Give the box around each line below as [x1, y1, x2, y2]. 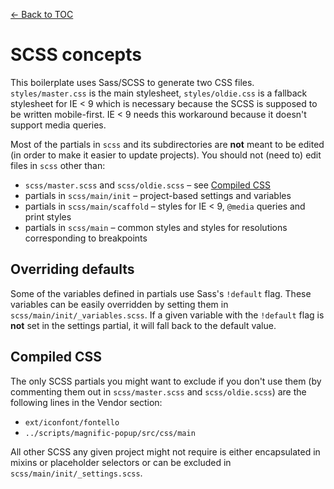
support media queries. [10, 119, 107, 131]
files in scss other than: [10, 159, 106, 171]
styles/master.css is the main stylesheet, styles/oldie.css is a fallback [10, 87, 308, 99]
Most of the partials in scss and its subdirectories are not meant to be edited [10, 138, 325, 150]
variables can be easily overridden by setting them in [10, 298, 229, 310]
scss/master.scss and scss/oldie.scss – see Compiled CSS [24, 179, 271, 191]
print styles [24, 210, 72, 223]
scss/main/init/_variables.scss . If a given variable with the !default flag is [10, 309, 325, 321]
